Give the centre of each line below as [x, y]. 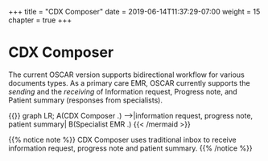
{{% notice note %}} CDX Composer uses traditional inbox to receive [122, 139]
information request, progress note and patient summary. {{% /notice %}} [130, 148]
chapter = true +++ [40, 20]
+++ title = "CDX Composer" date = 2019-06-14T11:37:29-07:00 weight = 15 [134, 12]
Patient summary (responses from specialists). [86, 100]
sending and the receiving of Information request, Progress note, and [123, 91]
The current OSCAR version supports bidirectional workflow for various [127, 74]
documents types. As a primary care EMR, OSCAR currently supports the [130, 83]
